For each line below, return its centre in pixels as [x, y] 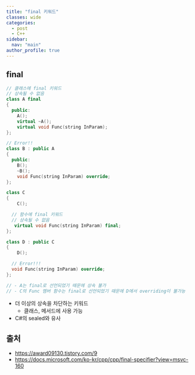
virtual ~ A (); [34, 121]
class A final [24, 99]
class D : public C [30, 242]
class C [16, 193]
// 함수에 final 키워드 [37, 215]
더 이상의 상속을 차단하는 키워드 [51, 303]
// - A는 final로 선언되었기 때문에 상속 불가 [56, 285]
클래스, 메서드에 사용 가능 [53, 311]
